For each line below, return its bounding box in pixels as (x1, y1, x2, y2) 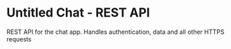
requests (6, 35, 32, 43)
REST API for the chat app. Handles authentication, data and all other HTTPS (6, 28, 225, 36)
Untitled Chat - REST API (6, 5, 150, 21)
